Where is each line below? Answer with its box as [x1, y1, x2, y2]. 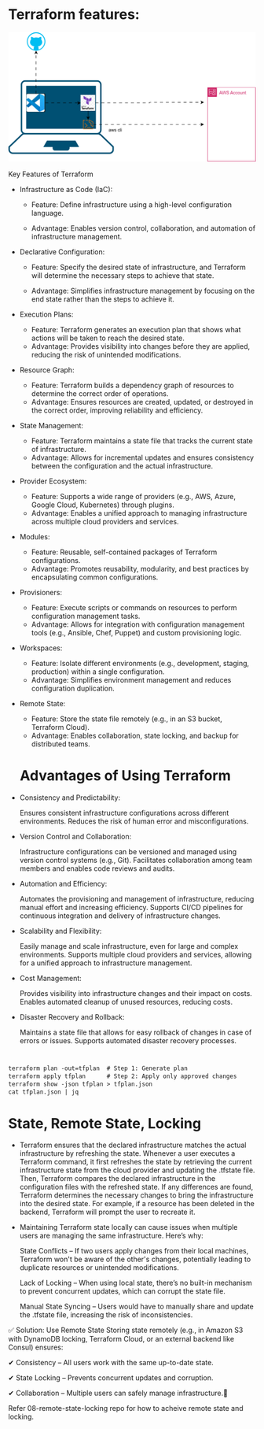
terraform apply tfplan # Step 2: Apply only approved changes [8, 1072, 237, 1080]
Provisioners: [19, 588, 63, 598]
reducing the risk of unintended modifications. [31, 350, 181, 360]
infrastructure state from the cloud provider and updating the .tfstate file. [19, 1165, 255, 1175]
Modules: [19, 532, 50, 542]
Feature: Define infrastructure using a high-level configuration [31, 200, 233, 209]
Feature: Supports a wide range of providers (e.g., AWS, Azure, [31, 492, 236, 502]
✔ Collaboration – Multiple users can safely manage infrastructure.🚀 [8, 1388, 228, 1398]
